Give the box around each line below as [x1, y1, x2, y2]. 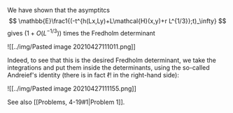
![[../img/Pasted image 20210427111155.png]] [7, 84, 136, 93]
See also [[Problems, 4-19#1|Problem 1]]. [7, 98, 125, 106]
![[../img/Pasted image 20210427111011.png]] [7, 42, 136, 51]
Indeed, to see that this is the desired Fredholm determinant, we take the [7, 56, 217, 64]
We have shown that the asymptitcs [7, 6, 111, 14]
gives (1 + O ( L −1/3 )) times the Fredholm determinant [7, 28, 155, 37]
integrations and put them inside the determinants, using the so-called [7, 63, 210, 72]
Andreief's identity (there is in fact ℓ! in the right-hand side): [7, 70, 180, 79]
